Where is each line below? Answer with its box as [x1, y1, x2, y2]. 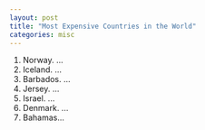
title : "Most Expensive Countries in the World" [9, 22, 197, 31]
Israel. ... [22, 93, 55, 104]
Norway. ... [22, 55, 63, 66]
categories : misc [9, 30, 75, 39]
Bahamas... [22, 112, 65, 123]
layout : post [9, 13, 59, 23]
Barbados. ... [22, 74, 71, 85]
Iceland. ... [22, 64, 62, 75]
